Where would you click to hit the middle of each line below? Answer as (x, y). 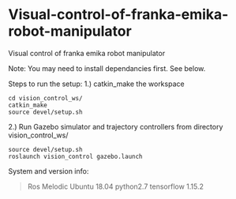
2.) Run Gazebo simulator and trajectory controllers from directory (116, 126)
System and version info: (49, 171)
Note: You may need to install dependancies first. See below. (107, 68)
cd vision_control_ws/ (45, 98)
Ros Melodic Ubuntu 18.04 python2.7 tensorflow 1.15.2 (115, 186)
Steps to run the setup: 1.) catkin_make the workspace (96, 84)
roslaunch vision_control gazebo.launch (76, 156)
